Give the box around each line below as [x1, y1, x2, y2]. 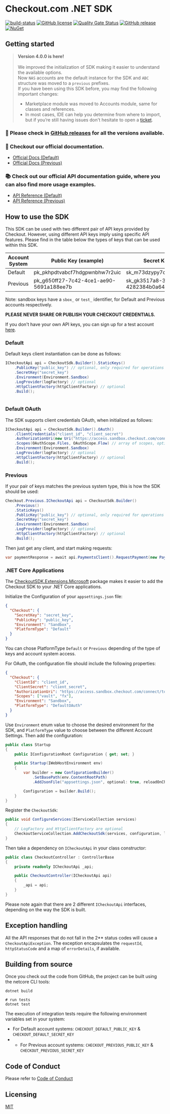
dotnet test [5, 1002, 30, 1007]
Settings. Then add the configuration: [5, 732, 83, 738]
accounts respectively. [5, 302, 53, 308]
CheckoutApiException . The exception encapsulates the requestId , [5, 940, 143, 946]
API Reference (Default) [12, 193, 62, 199]
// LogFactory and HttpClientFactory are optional [14, 826, 123, 832]
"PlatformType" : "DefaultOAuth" [14, 703, 82, 708]
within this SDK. [5, 242, 38, 248]
